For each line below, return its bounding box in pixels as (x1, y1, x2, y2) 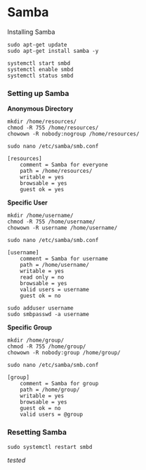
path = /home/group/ (20, 386, 80, 394)
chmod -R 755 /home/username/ (7, 218, 96, 226)
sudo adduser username (7, 305, 74, 312)
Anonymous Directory (7, 104, 74, 113)
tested (7, 456, 26, 464)
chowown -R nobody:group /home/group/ (7, 349, 121, 356)
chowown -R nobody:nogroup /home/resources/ (7, 131, 140, 138)
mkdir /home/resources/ (7, 118, 77, 126)
